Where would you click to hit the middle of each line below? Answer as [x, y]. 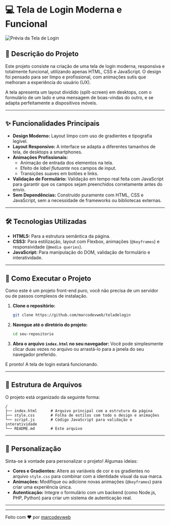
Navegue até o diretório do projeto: [50, 325]
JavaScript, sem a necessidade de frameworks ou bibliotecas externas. [87, 200]
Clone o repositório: [34, 306]
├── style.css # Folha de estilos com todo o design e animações [82, 415]
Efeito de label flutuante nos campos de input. [68, 168]
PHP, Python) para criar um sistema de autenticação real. [72, 498]
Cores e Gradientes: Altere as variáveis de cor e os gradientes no [81, 471]
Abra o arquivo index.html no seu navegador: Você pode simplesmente [88, 344]
